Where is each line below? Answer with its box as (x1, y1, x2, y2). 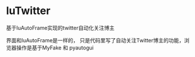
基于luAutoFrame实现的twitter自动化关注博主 (6, 24, 115, 31)
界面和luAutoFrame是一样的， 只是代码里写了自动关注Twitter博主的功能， (6, 36, 184, 43)
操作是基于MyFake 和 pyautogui (16, 44, 94, 51)
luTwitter (6, 4, 51, 18)
